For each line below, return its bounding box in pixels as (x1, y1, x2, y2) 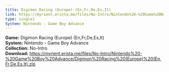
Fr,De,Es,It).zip (5, 61, 36, 67)
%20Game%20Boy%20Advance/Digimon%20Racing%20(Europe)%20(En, (5, 56, 162, 62)
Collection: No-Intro (5, 45, 48, 51)
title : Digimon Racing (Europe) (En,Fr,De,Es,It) (5, 7, 112, 12)
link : (5, 12, 17, 17)
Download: (5, 51, 29, 57)
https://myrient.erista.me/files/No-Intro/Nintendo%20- (29, 51, 142, 57)
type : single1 (5, 16, 35, 21)
